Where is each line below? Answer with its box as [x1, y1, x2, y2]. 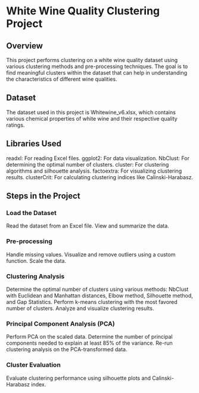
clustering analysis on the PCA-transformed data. [6, 346, 128, 353]
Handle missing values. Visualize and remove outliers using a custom [6, 251, 176, 258]
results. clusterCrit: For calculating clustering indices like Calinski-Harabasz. [6, 173, 194, 180]
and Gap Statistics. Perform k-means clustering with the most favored [6, 298, 178, 305]
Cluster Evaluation [6, 361, 61, 369]
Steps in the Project [6, 191, 80, 201]
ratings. [6, 121, 25, 128]
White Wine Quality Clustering [6, 4, 160, 18]
